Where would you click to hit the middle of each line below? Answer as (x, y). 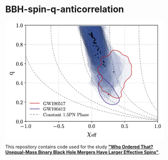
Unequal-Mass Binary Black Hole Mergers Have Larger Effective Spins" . (82, 152)
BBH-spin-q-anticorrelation (65, 9)
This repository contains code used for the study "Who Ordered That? (79, 147)
